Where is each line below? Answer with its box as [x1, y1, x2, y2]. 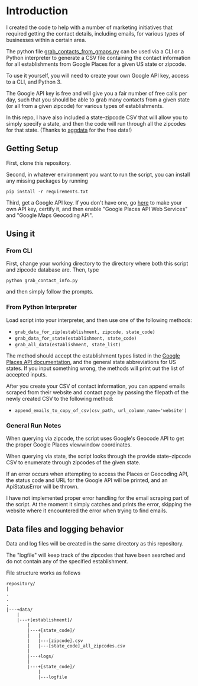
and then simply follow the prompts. [6, 288, 93, 295]
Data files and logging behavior [6, 524, 124, 534]
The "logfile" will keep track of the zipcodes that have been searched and [6, 551, 186, 559]
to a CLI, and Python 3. [6, 78, 62, 85]
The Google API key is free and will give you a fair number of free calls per [6, 90, 187, 97]
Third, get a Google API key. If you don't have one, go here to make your [6, 199, 182, 206]
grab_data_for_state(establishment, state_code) [14, 335, 137, 342]
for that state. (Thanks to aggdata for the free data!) [6, 126, 132, 133]
